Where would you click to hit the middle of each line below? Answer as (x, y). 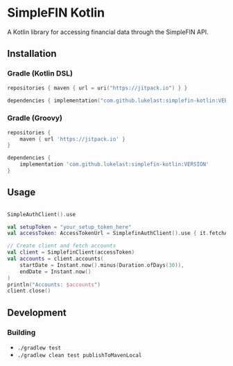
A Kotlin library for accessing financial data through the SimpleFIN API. (108, 32)
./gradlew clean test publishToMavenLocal (79, 356)
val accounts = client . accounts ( (55, 259)
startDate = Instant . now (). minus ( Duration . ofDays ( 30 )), (102, 265)
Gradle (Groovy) (35, 118)
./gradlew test (39, 348)
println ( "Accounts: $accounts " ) (54, 285)
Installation (32, 54)
